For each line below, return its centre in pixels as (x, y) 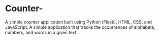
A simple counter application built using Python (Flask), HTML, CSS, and (79, 22)
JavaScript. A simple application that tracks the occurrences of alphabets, (80, 27)
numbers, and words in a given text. (41, 32)
